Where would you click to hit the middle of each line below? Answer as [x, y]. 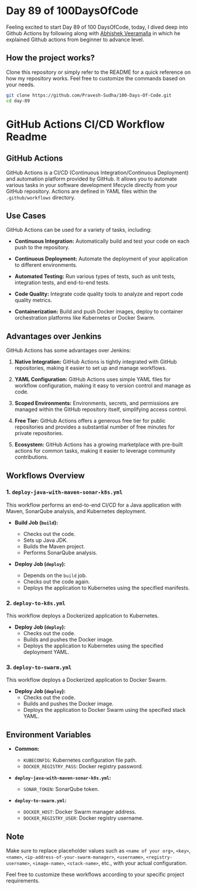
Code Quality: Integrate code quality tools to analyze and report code [99, 294]
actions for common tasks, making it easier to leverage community [95, 451]
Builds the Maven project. [54, 546]
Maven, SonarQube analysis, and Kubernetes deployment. [76, 511]
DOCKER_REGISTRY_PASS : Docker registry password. [83, 766]
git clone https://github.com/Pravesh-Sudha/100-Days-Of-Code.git [89, 95]
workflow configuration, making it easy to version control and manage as [103, 386]
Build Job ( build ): [36, 522]
